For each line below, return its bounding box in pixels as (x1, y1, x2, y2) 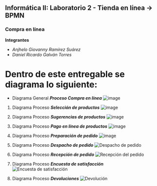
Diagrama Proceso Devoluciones (12, 175, 79, 181)
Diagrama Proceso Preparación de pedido (12, 133, 98, 138)
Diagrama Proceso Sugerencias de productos (12, 114, 106, 119)
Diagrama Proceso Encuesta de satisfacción (12, 161, 104, 167)
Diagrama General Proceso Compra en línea (12, 95, 102, 101)
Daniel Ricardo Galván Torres (12, 51, 72, 57)
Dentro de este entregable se (5, 68, 125, 80)
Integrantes (5, 37, 29, 43)
